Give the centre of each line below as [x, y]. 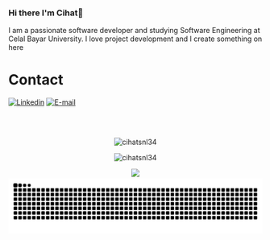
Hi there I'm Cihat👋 [46, 13]
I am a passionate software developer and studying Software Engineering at [134, 31]
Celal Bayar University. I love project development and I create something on [135, 39]
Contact [36, 80]
